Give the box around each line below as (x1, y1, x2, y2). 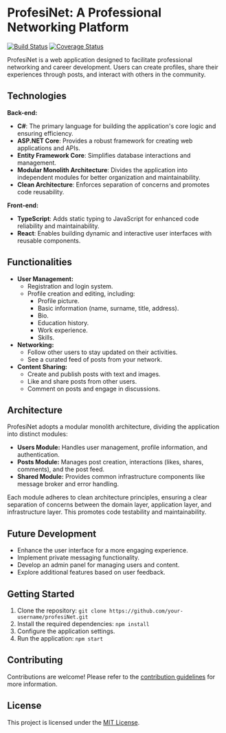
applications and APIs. (16, 143, 80, 152)
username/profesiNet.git (16, 614, 89, 621)
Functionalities (7, 256, 72, 268)
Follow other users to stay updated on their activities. (27, 348, 178, 356)
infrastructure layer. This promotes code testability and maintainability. (7, 508, 207, 516)
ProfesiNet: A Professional (7, 5, 161, 21)
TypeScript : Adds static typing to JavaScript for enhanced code (16, 214, 199, 223)
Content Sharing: (16, 362, 67, 371)
